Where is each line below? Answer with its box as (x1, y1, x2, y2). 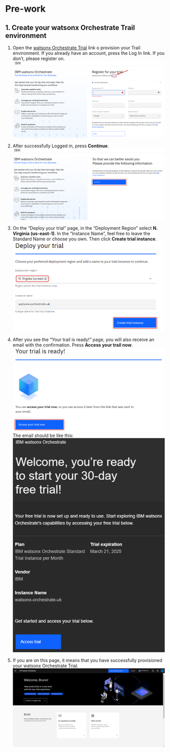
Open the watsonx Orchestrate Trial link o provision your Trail (12, 45, 141, 51)
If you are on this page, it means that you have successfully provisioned (12, 657, 163, 664)
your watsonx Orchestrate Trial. (12, 663, 78, 669)
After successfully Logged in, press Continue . (12, 143, 109, 149)
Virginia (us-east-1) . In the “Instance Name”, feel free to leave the (12, 230, 150, 236)
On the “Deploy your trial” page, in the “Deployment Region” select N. (12, 225, 158, 231)
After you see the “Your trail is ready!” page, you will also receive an (12, 336, 154, 343)
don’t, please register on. (12, 55, 65, 61)
